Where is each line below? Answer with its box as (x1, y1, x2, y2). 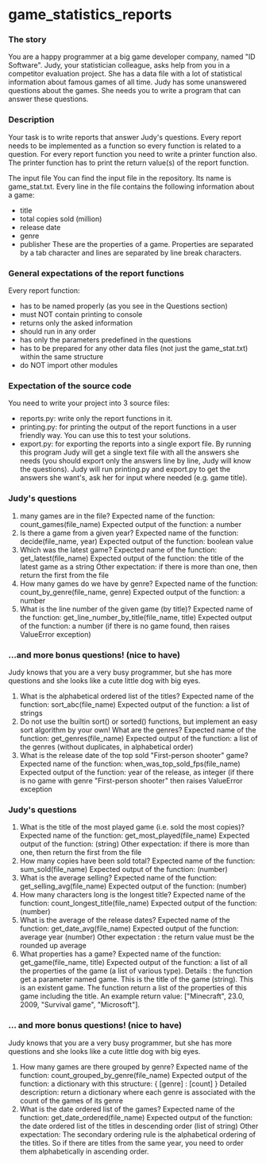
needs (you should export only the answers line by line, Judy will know (19, 456, 252, 466)
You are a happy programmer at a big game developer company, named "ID (8, 52, 256, 61)
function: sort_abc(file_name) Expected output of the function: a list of (19, 699, 250, 709)
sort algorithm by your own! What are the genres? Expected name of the (19, 725, 256, 734)
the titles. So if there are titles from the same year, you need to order (19, 1138, 244, 1147)
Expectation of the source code (8, 381, 133, 391)
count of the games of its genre (19, 1096, 123, 1105)
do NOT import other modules (19, 361, 118, 370)
